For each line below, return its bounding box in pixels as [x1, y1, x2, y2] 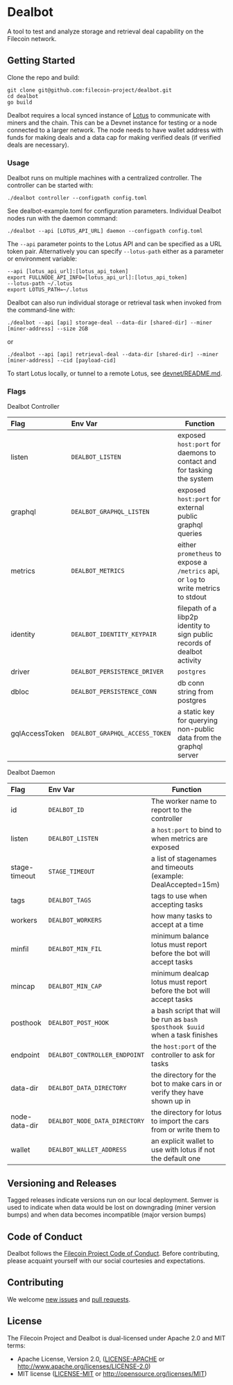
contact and [177, 457, 217, 467]
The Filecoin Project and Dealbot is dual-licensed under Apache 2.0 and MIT [7, 1334, 226, 1342]
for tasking [177, 465, 213, 475]
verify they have [151, 1087, 204, 1097]
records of [177, 638, 212, 648]
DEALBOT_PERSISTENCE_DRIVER [71, 668, 164, 676]
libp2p [177, 613, 199, 622]
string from [177, 687, 214, 697]
